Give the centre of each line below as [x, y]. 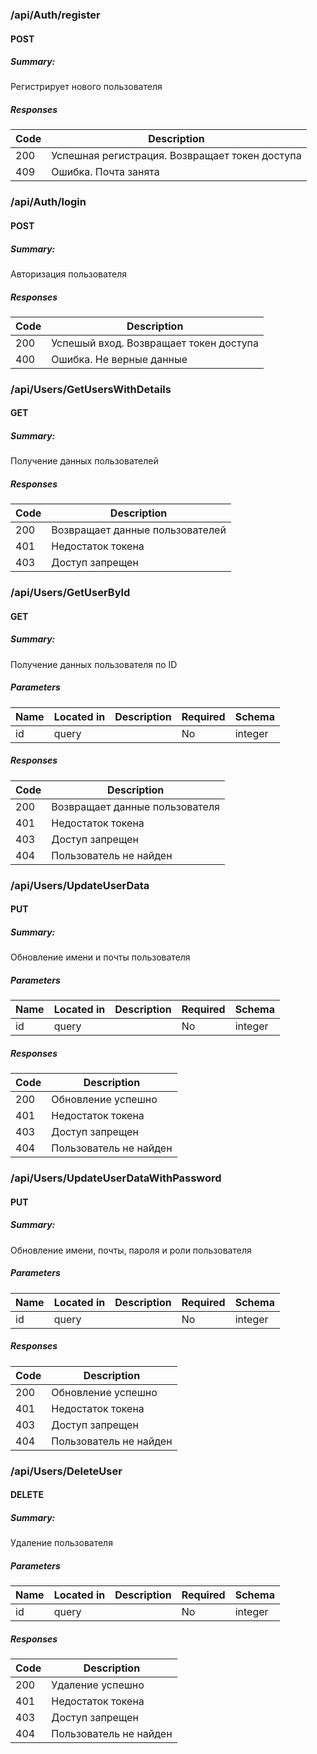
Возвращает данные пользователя [135, 806]
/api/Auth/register [55, 15]
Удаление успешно [98, 1685]
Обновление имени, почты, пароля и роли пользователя [131, 1250]
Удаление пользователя [61, 1543]
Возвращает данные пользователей [139, 530]
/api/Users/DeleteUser [66, 1471]
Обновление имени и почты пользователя [100, 957]
